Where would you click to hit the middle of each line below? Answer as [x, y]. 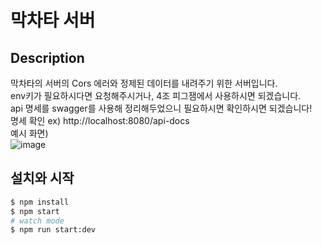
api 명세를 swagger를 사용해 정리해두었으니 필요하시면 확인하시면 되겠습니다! [161, 108]
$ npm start [35, 211]
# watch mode [37, 221]
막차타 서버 [53, 20]
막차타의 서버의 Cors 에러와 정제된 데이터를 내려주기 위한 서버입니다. [144, 83]
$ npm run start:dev [53, 230]
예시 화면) [29, 133]
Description [47, 57]
